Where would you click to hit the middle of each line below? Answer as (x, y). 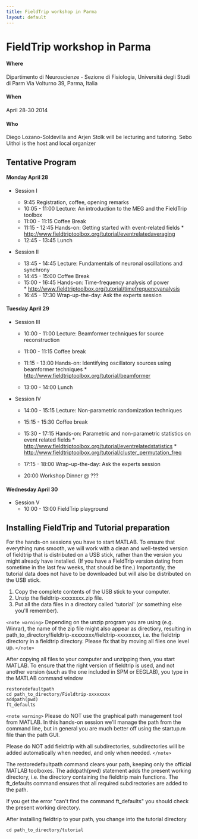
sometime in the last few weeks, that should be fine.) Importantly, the (91, 567)
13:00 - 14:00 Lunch (48, 387)
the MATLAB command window (45, 678)
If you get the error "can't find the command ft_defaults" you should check (98, 801)
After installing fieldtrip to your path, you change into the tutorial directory (96, 819)
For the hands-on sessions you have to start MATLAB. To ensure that (91, 542)
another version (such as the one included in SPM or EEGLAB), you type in (97, 672)
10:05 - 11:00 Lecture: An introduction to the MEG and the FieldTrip (105, 208)
